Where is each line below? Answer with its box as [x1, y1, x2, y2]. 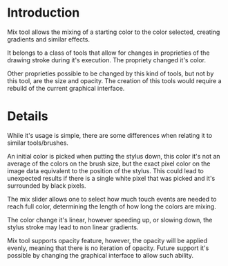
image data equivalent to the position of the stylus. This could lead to [7, 166, 204, 175]
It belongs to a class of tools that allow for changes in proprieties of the [7, 48, 210, 57]
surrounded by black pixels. [7, 181, 86, 190]
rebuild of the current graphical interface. [7, 84, 125, 92]
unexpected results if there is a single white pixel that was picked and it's [7, 174, 216, 182]
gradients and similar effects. [7, 35, 91, 43]
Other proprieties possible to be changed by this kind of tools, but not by [7, 69, 214, 78]
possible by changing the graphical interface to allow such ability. [7, 251, 193, 259]
